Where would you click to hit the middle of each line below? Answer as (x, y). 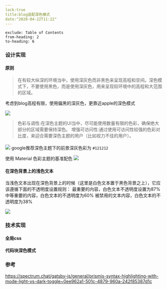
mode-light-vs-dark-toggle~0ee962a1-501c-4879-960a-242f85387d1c (79, 281)
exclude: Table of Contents (34, 33)
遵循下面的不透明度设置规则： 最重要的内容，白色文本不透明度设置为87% (85, 189)
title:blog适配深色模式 (27, 14)
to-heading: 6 (20, 41)
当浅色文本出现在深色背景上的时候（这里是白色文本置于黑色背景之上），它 (81, 183)
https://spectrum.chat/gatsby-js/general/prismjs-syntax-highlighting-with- (82, 276)
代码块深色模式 (20, 250)
